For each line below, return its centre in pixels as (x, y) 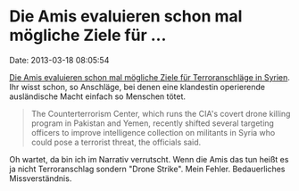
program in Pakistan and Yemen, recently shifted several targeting (153, 123)
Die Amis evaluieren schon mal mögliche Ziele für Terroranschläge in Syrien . (149, 77)
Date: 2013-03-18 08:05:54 (59, 60)
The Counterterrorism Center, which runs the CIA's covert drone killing (161, 113)
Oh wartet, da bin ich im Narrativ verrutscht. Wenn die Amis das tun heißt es (149, 159)
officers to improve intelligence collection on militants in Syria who (153, 132)
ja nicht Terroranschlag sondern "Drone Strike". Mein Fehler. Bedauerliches (147, 169)
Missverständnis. (41, 178)
